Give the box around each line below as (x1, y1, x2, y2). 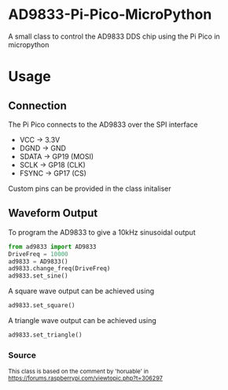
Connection (8, 98, 67, 112)
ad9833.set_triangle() (8, 331, 83, 339)
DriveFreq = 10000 (8, 250, 68, 258)
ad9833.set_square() (8, 302, 76, 310)
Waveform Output (8, 206, 98, 220)
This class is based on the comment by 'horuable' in (8, 368, 149, 376)
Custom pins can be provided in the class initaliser (8, 184, 171, 193)
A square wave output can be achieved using (8, 286, 155, 296)
